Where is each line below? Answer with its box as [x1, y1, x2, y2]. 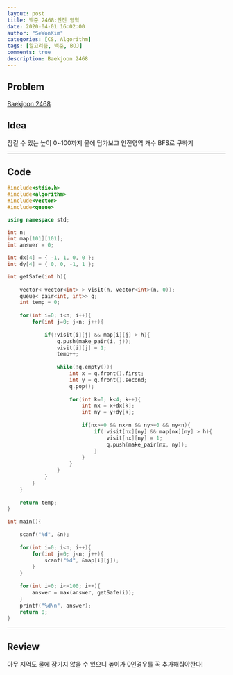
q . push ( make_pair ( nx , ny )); [106, 441, 188, 448]
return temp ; [19, 499, 58, 506]
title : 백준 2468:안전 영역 [7, 17, 80, 24]
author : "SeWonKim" [7, 29, 64, 37]
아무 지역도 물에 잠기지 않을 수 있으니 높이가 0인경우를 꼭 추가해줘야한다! [7, 660, 203, 669]
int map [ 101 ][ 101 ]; [7, 235, 64, 242]
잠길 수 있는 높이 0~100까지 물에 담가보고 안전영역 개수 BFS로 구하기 [7, 139, 194, 147]
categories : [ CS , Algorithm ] [7, 36, 92, 43]
